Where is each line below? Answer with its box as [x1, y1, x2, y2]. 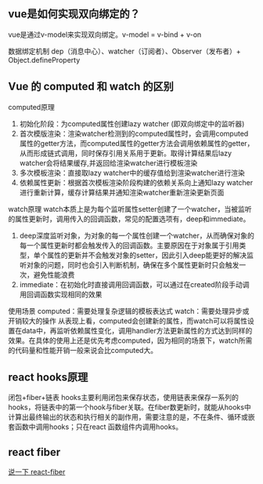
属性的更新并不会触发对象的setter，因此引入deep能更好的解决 [46, 250, 247, 260]
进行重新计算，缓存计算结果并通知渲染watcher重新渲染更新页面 [19, 187, 225, 197]
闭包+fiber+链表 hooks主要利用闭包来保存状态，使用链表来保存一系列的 [8, 393, 239, 402]
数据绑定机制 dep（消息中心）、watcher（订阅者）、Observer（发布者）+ [8, 46, 241, 56]
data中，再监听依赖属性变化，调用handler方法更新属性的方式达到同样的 [21, 326, 253, 335]
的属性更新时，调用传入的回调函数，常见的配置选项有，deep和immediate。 [8, 214, 250, 224]
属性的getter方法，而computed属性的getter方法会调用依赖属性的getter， [19, 138, 254, 147]
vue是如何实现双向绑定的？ [8, 7, 141, 21]
